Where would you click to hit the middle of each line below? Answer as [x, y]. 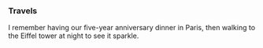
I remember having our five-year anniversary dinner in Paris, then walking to [132, 28]
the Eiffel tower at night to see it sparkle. [74, 36]
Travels [23, 11]
